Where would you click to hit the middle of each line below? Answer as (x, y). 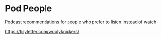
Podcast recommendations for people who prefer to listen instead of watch (81, 22)
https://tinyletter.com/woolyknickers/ (42, 31)
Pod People (29, 9)
